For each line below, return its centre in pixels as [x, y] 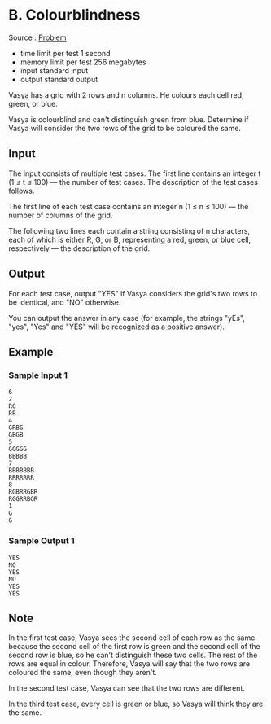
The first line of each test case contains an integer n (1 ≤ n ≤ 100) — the [129, 206]
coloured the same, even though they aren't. [83, 673]
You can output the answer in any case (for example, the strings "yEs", [127, 318]
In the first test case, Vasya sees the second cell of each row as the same [132, 638]
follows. [22, 191]
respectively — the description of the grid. [79, 248]
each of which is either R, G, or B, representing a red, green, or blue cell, [130, 239]
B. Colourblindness [74, 15]
